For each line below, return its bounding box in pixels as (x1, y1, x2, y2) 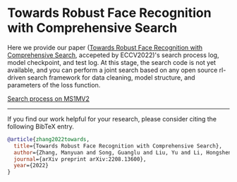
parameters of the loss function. (7, 80, 101, 89)
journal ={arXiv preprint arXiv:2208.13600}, (13, 155, 147, 163)
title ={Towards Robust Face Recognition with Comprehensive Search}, (13, 142, 222, 150)
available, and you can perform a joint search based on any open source (7, 66, 218, 74)
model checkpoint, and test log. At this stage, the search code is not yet (7, 58, 217, 66)
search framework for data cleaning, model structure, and (27, 73, 195, 82)
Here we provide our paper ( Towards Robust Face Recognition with (7, 43, 203, 51)
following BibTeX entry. (7, 122, 74, 131)
